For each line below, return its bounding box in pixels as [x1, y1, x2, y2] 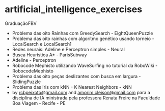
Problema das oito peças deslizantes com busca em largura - [12, 73, 141, 79]
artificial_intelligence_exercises [5, 4, 143, 15]
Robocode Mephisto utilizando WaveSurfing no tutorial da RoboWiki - [12, 62, 158, 68]
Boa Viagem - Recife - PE [12, 100, 66, 106]
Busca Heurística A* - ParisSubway [12, 52, 87, 58]
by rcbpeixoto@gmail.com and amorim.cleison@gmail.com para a [12, 89, 151, 95]
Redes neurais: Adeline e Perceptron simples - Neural [12, 46, 125, 52]
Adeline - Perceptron [12, 57, 57, 63]
